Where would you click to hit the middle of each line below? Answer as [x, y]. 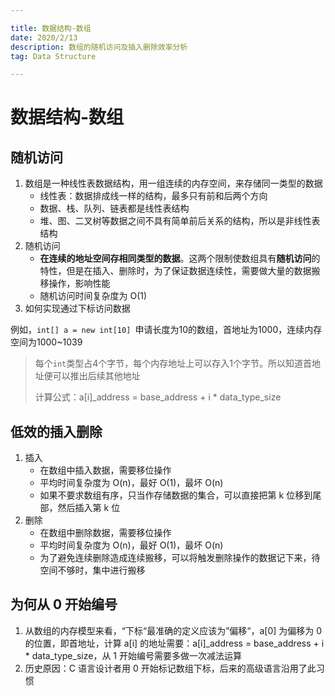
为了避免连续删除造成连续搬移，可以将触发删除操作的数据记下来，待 [180, 558]
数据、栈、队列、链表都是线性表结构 [114, 208]
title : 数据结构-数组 [51, 28]
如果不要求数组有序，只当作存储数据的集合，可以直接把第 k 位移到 [176, 495]
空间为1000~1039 [46, 342]
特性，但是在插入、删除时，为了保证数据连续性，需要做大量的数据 [175, 271]
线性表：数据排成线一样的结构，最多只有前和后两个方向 [153, 196]
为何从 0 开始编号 [64, 604]
